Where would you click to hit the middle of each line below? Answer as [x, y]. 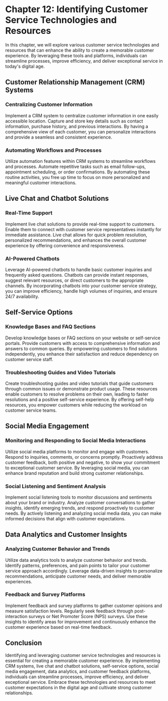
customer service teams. [31, 410]
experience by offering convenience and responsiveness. [65, 245]
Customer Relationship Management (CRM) [75, 82]
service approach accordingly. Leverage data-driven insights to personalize [84, 571]
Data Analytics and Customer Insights [66, 535]
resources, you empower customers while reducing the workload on [76, 405]
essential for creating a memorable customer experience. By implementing [83, 661]
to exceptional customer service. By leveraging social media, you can [77, 468]
